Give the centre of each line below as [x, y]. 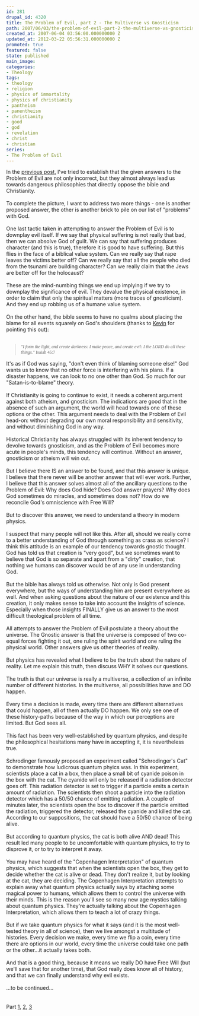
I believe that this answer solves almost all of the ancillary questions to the [97, 484]
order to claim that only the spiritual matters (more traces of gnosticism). [95, 298]
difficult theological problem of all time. [54, 616]
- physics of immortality [38, 94]
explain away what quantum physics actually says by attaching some [90, 887]
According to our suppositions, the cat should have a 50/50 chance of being [99, 818]
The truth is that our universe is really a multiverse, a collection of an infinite [99, 679]
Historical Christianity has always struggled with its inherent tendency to [94, 439]
